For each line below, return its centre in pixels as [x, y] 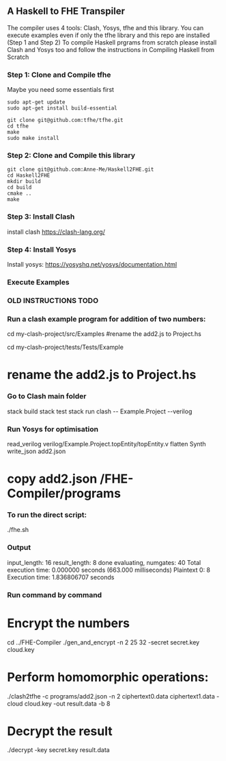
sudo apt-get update [37, 102]
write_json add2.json [37, 451]
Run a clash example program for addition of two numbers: [107, 319]
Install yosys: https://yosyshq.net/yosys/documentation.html [92, 264]
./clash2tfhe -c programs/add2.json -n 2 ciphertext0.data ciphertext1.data [111, 696]
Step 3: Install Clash [41, 217]
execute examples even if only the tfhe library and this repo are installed [109, 35]
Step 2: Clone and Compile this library [71, 156]
